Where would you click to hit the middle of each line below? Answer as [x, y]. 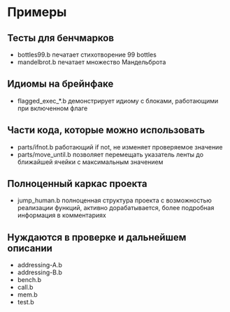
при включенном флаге [52, 108]
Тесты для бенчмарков [60, 38]
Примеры [37, 12]
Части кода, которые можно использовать [106, 130]
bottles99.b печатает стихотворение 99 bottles [87, 54]
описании [30, 248]
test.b [26, 302]
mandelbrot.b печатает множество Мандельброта [92, 62]
